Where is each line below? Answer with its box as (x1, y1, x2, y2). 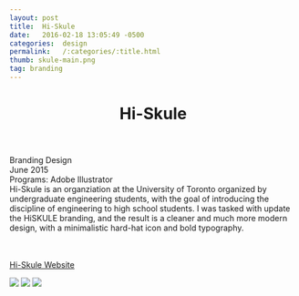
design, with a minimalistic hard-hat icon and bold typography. (9, 222, 244, 233)
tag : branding (9, 65, 64, 74)
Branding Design (9, 155, 73, 166)
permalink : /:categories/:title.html (9, 47, 161, 56)
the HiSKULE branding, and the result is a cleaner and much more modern (9, 213, 288, 224)
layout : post (9, 13, 59, 23)
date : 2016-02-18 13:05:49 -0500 (9, 30, 145, 39)
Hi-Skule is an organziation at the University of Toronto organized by (9, 184, 267, 195)
